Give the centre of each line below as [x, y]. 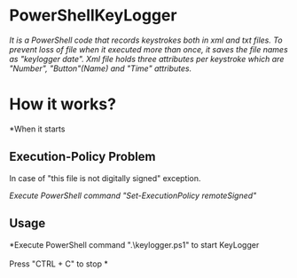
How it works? [63, 104]
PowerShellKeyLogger [93, 16]
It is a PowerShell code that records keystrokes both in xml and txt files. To [146, 40]
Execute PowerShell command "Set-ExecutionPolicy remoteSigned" [133, 195]
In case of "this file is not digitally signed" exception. [105, 178]
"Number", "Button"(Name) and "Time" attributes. [101, 68]
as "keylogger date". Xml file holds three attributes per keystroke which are [147, 59]
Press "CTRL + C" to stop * [59, 264]
